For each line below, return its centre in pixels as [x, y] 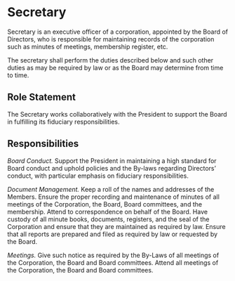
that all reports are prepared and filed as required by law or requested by [113, 234]
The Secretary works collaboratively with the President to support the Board [117, 114]
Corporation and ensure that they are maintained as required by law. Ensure [116, 226]
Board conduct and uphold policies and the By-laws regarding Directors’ [112, 168]
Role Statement [41, 97]
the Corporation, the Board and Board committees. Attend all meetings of [113, 262]
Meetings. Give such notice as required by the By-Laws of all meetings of [113, 255]
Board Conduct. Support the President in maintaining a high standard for [112, 161]
